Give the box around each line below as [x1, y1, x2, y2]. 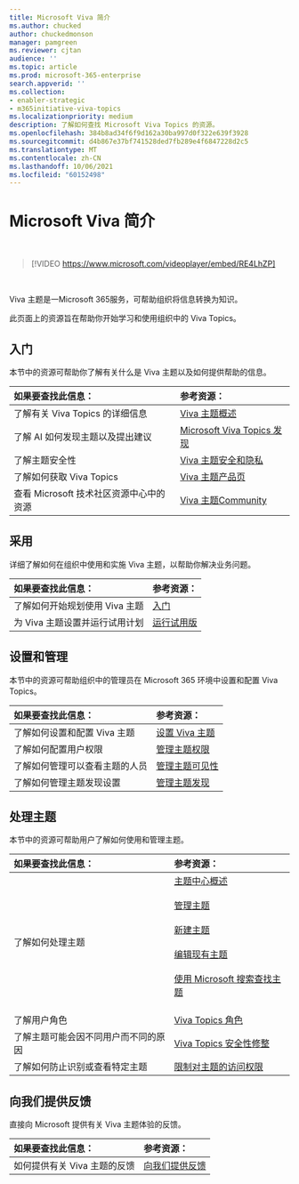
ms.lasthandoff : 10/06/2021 [9, 162, 114, 171]
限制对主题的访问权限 [174, 1060, 264, 1073]
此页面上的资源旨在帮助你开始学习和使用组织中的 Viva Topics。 [9, 313, 242, 324]
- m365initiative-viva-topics [9, 104, 122, 113]
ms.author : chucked [9, 21, 82, 30]
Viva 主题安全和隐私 [180, 455, 264, 466]
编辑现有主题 [174, 948, 229, 961]
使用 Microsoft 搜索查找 [174, 973, 273, 986]
